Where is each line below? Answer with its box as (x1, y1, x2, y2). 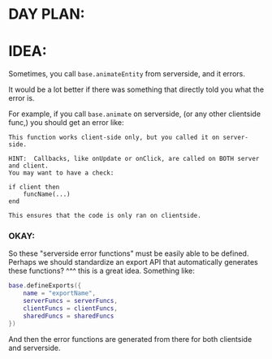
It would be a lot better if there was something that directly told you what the (8, 84, 265, 94)
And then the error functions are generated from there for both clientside (8, 334, 253, 344)
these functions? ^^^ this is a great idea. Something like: (8, 266, 195, 276)
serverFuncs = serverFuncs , (23, 297, 118, 305)
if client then (8, 184, 60, 192)
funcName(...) (23, 190, 71, 199)
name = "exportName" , (23, 289, 96, 297)
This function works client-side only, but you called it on (8, 133, 220, 142)
